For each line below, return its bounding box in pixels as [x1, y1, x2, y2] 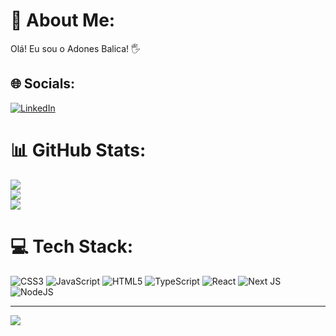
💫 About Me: [10, 9, 116, 32]
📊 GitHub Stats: [10, 139, 147, 161]
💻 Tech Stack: [10, 235, 134, 258]
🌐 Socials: [10, 75, 76, 93]
